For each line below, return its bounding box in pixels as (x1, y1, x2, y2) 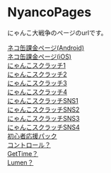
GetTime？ (7, 149, 39, 157)
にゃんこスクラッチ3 (7, 78, 67, 87)
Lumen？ (7, 158, 34, 167)
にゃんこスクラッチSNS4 (7, 123, 80, 131)
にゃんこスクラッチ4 (7, 88, 68, 96)
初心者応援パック (7, 131, 57, 140)
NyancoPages (7, 4, 92, 20)
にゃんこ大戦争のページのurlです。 (7, 28, 107, 37)
